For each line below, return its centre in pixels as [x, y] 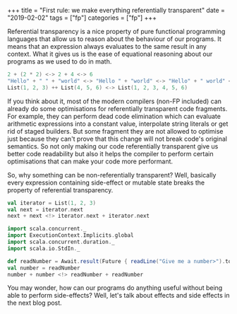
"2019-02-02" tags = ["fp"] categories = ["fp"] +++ [82, 18]
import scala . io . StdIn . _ [44, 248]
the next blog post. [35, 303]
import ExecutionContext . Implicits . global [71, 235]
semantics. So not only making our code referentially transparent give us [113, 146]
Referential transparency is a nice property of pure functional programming [116, 31]
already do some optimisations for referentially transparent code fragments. [117, 108]
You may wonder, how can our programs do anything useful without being [115, 288]
